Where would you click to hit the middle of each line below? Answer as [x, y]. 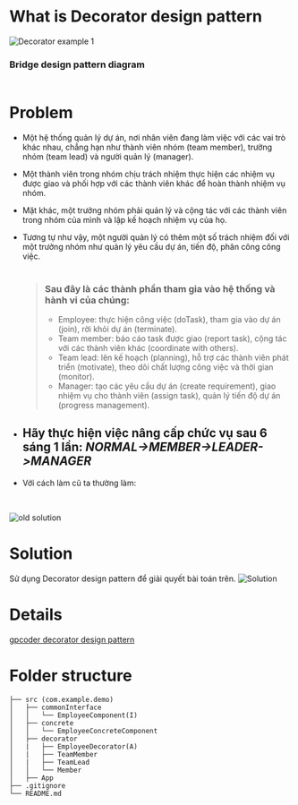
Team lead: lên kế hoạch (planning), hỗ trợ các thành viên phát [173, 358]
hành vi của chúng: [87, 300]
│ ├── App [31, 778]
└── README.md [36, 793]
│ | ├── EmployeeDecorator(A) [74, 746]
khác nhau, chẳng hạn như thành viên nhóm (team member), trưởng [147, 147]
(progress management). [104, 406]
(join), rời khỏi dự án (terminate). [117, 330]
